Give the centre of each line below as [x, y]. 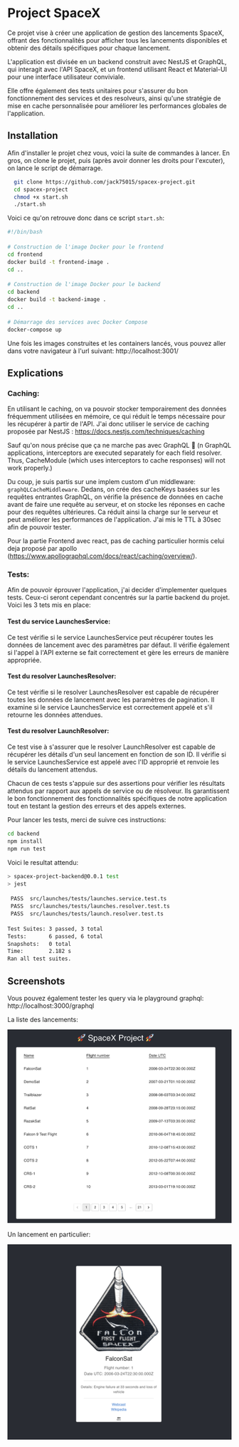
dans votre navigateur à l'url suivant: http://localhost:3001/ [93, 351]
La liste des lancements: [43, 1020]
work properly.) [30, 468]
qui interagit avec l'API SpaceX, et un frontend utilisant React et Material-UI [117, 69]
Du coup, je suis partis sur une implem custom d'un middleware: [101, 482]
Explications [36, 373]
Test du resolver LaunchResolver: [58, 731]
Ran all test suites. [39, 959]
